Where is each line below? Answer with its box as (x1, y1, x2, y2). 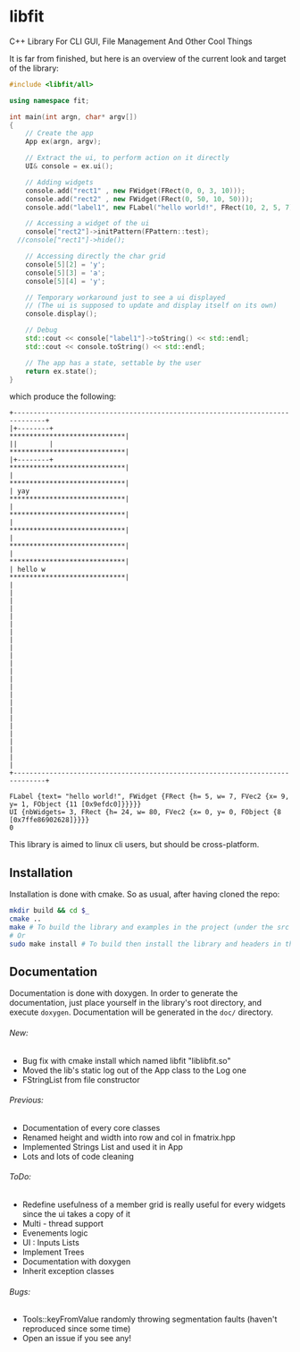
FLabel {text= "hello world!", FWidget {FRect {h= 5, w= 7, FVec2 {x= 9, (9, 792, 290, 802)
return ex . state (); (25, 367, 98, 376)
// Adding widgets (25, 177, 94, 187)
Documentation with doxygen (21, 1256, 131, 1267)
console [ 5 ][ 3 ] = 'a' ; (25, 268, 105, 277)
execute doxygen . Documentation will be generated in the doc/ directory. (9, 1007, 274, 1017)
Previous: (9, 1094, 45, 1106)
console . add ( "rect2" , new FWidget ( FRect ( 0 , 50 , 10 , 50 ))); (25, 194, 254, 203)
